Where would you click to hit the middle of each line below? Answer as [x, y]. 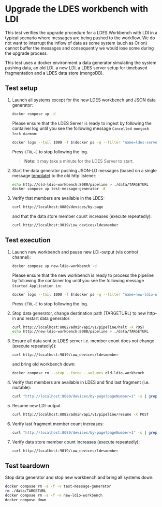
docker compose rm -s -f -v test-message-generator [58, 486]
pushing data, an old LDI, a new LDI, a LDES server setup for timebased [76, 68]
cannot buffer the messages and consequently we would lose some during [80, 48]
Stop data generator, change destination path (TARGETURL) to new [79, 313]
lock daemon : [25, 133]
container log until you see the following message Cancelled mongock [81, 128]
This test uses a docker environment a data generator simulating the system [81, 63]
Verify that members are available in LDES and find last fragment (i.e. [81, 382]
